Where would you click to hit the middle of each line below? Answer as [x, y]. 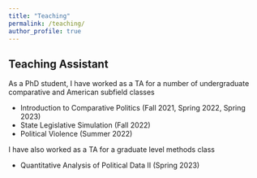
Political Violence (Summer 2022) [76, 134]
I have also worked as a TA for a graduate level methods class [111, 150]
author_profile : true [45, 31]
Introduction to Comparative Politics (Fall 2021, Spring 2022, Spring [133, 108]
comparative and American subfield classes [82, 92]
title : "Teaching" [39, 16]
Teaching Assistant [58, 64]
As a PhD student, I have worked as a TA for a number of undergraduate [129, 84]
